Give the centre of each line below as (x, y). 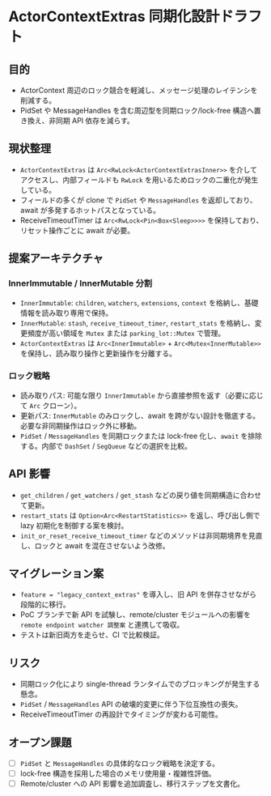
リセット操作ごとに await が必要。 (77, 230)
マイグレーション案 (56, 573)
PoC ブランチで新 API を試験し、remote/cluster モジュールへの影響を (135, 615)
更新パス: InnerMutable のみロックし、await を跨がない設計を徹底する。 (140, 415)
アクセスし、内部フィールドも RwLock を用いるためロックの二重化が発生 (139, 180)
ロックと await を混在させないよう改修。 (102, 545)
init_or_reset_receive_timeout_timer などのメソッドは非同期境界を (134, 535)
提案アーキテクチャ (56, 259)
